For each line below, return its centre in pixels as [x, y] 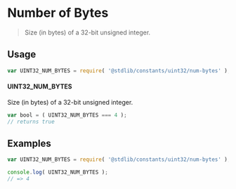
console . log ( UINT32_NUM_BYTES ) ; [58, 172]
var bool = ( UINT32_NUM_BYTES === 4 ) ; [67, 115]
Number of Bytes [58, 13]
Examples [29, 143]
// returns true [31, 122]
